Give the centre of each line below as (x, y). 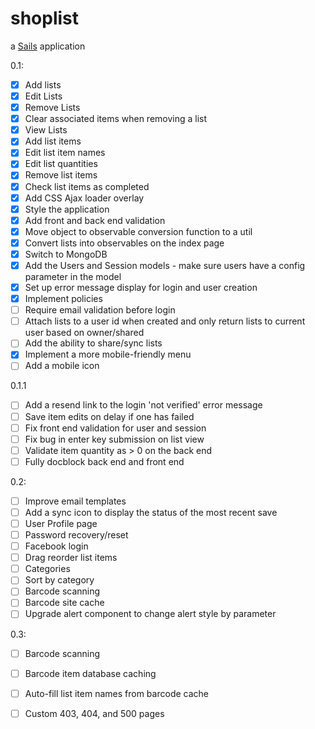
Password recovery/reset (76, 535)
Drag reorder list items (71, 558)
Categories (47, 569)
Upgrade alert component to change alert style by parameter (150, 614)
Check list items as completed (87, 186)
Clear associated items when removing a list (116, 119)
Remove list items (61, 175)
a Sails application (48, 46)
